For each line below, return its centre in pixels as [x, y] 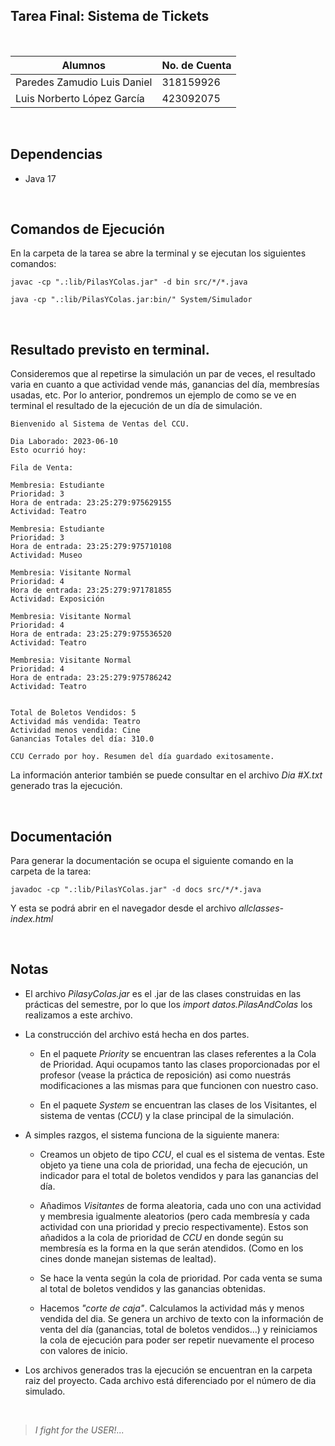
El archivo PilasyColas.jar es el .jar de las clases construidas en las [163, 993]
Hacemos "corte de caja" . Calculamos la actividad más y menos [172, 1308]
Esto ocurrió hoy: [48, 450]
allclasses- [261, 908]
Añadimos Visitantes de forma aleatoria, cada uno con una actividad [180, 1205]
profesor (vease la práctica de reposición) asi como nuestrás [165, 1075]
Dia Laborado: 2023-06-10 [64, 442]
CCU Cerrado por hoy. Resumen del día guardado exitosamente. [142, 757]
